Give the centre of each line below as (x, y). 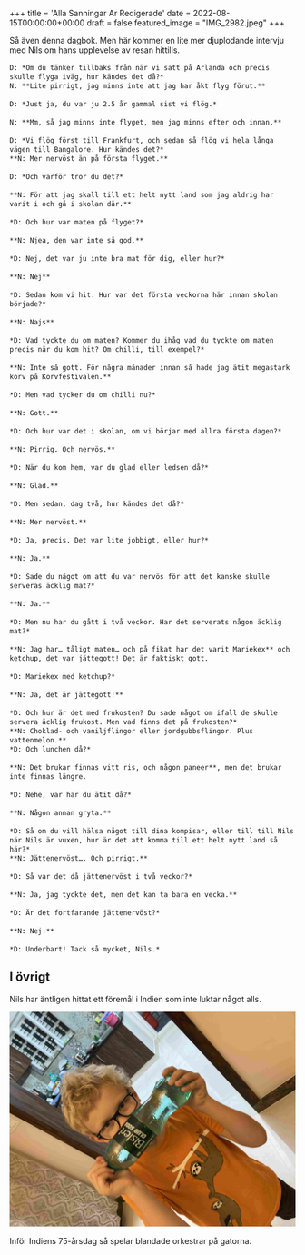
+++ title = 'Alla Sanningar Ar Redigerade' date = (100, 13)
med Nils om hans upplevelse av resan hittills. (94, 50)
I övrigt (30, 977)
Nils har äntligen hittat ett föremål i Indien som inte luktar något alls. (135, 999)
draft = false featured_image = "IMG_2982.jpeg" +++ (186, 23)
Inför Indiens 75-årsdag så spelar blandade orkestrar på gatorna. (131, 1240)
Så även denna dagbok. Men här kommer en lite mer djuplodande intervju (147, 40)
